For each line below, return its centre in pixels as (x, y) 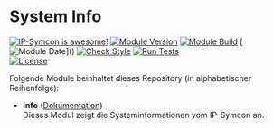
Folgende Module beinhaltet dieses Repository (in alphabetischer (131, 78)
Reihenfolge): (34, 88)
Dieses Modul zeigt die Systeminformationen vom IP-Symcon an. (143, 115)
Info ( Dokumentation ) (62, 105)
